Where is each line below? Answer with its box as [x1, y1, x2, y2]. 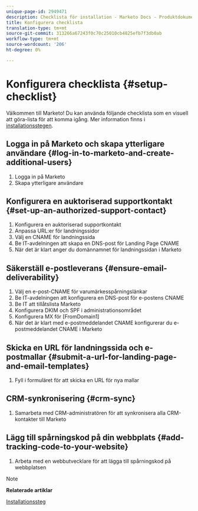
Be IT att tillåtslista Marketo [14, 301, 81, 308]
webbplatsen [14, 463, 47, 471]
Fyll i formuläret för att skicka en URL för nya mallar [14, 376, 140, 383]
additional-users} [6, 157, 72, 168]
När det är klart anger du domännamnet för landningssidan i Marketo [14, 246, 181, 253]
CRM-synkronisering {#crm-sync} [6, 394, 136, 404]
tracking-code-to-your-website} [6, 442, 128, 452]
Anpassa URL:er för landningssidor [14, 227, 100, 234]
